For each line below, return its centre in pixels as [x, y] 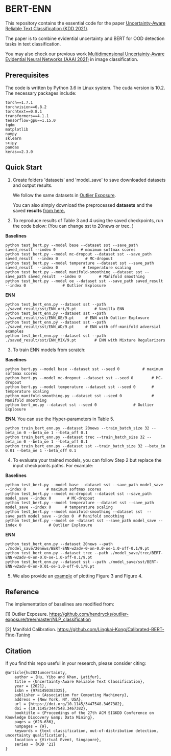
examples [15, 331]
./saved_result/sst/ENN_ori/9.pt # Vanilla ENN [65, 309]
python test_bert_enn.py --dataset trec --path [57, 553]
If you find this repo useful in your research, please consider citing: [76, 663]
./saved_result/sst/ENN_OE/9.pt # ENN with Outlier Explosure [77, 318]
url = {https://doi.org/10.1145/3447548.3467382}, [69, 704]
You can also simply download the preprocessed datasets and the [82, 205]
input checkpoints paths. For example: [53, 465]
